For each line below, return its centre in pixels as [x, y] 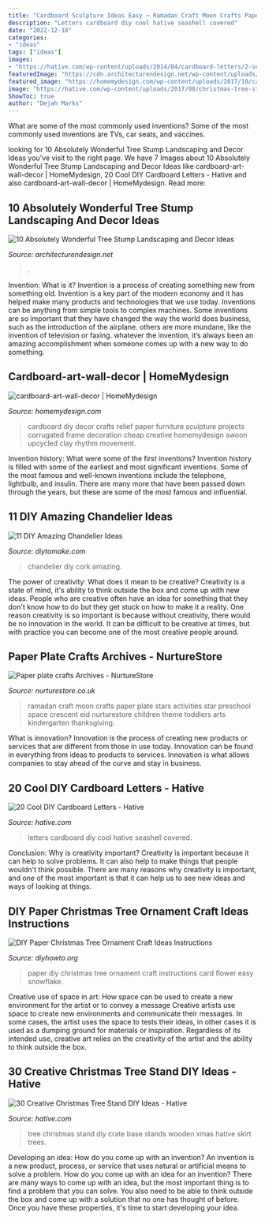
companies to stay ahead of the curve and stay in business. [105, 763]
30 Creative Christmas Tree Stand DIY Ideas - [122, 1072]
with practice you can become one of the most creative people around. [123, 632]
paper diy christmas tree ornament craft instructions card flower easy [140, 973]
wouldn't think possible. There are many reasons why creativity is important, [132, 870]
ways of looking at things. [50, 886]
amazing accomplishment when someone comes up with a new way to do [128, 343]
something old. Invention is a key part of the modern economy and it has [126, 293]
